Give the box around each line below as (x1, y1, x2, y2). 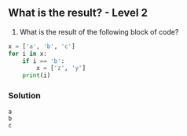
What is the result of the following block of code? (19, 27, 179, 36)
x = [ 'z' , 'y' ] (36, 64, 86, 72)
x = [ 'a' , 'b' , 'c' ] (8, 42, 76, 50)
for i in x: (8, 50, 47, 57)
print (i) (22, 72, 51, 79)
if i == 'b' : (22, 57, 65, 65)
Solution (8, 90, 42, 101)
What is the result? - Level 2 (8, 6, 148, 20)
